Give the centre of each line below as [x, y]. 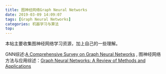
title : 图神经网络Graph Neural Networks [46, 10]
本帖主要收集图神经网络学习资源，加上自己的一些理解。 [63, 44]
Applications [18, 66]
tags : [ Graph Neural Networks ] [38, 19]
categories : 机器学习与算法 [32, 24]
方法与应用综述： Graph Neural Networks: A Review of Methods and [75, 60]
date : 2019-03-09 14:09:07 [34, 15]
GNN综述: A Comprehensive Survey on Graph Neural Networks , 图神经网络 [83, 54]
